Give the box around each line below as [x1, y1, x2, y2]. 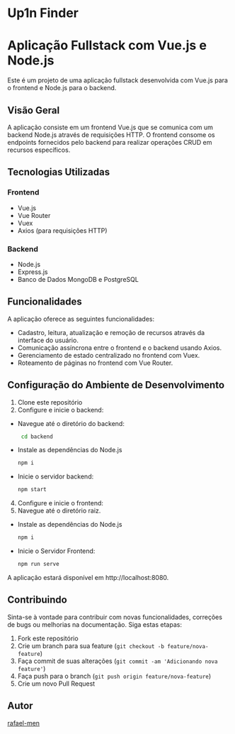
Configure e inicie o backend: [17, 405, 104, 414]
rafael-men [7, 718, 40, 727]
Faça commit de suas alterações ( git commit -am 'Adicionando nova [17, 657, 218, 665]
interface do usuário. [17, 336, 79, 344]
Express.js [17, 268, 48, 276]
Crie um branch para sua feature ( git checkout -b [17, 641, 165, 650]
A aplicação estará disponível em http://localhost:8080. [7, 573, 169, 581]
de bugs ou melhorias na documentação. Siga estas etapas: [7, 620, 183, 629]
